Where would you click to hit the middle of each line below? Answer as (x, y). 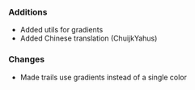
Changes (27, 59)
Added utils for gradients (61, 30)
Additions (28, 12)
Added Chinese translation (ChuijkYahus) (89, 38)
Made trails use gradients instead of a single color (104, 77)
